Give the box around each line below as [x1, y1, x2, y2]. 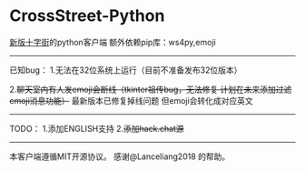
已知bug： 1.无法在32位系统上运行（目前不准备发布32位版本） [9, 65, 242, 75]
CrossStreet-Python [9, 5, 165, 26]
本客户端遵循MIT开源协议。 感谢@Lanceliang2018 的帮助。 [9, 151, 231, 162]
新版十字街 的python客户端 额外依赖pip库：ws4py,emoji [9, 36, 216, 47]
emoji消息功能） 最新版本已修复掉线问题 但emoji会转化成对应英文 [9, 95, 254, 106]
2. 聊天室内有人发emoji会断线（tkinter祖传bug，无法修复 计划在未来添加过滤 [9, 84, 292, 95]
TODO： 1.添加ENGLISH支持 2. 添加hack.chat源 [9, 123, 184, 134]
